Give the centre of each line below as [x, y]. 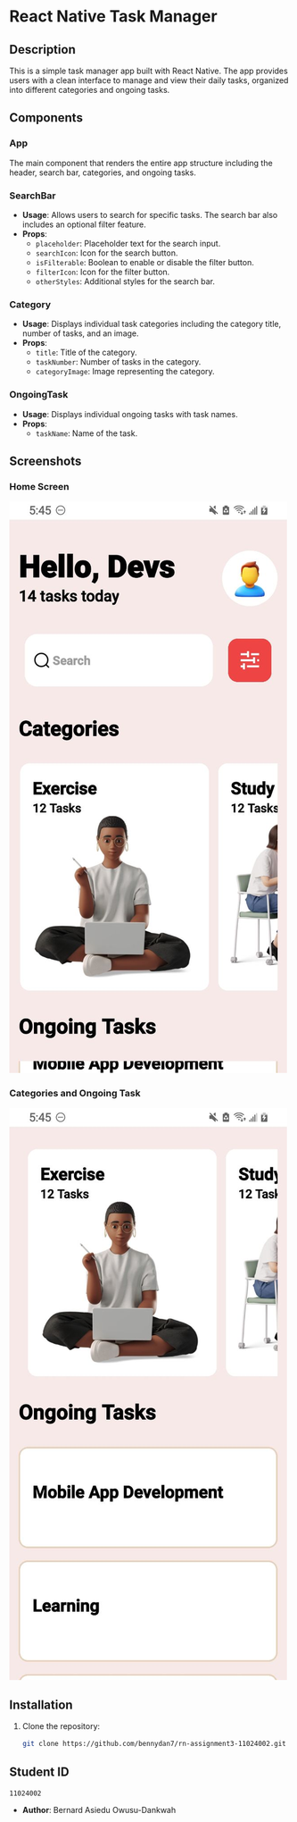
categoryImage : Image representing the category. [125, 372]
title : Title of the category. [86, 353]
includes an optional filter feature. [84, 224]
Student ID [39, 1772]
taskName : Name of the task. [87, 433]
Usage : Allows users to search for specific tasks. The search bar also [150, 214]
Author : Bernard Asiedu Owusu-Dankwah [99, 1810]
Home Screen [39, 486]
